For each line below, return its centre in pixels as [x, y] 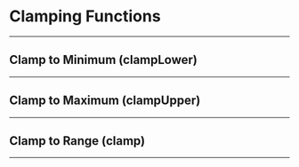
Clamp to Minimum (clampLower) [103, 60]
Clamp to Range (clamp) [77, 141]
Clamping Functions [85, 16]
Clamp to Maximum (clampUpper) [105, 101]
